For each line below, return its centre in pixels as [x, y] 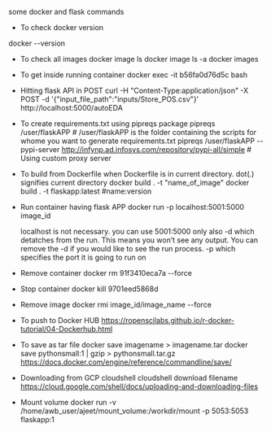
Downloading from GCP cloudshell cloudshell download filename [129, 378]
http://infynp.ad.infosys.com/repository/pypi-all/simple [153, 149]
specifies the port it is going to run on [83, 257]
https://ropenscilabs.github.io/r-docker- [168, 320]
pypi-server [40, 149]
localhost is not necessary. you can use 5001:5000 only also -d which [137, 231]
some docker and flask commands [66, 12]
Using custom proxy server [66, 158]
